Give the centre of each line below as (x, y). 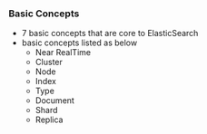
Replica (49, 120)
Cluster (49, 62)
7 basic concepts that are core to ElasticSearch (110, 33)
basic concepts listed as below (79, 43)
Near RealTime (63, 53)
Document (54, 100)
